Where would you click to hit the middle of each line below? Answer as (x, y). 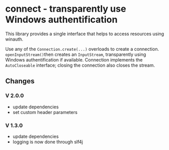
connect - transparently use (66, 9)
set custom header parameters (45, 112)
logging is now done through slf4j (48, 142)
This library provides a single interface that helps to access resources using (85, 34)
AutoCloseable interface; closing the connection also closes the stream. (80, 65)
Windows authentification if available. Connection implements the (74, 59)
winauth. (15, 39)
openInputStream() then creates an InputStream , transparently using (76, 54)
